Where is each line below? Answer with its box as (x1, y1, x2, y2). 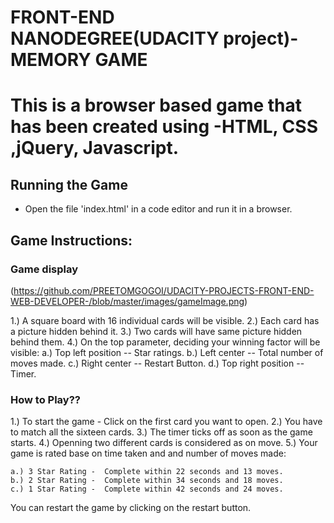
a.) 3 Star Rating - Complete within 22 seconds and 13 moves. (10, 467, 284, 477)
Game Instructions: (10, 232, 133, 249)
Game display (10, 262, 79, 276)
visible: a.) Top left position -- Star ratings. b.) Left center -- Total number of (10, 346, 324, 358)
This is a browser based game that (10, 94, 303, 117)
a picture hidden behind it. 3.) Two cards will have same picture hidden (10, 325, 303, 337)
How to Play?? (10, 392, 81, 406)
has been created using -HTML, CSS (10, 116, 318, 138)
